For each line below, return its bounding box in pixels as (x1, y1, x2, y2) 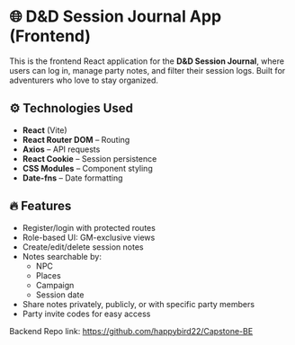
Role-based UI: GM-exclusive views (22, 232, 156, 243)
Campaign (35, 279, 75, 290)
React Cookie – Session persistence (22, 153, 157, 164)
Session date (35, 289, 85, 300)
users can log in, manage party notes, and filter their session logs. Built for (9, 65, 286, 75)
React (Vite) (22, 124, 67, 136)
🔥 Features (9, 199, 72, 214)
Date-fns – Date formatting (22, 172, 123, 183)
